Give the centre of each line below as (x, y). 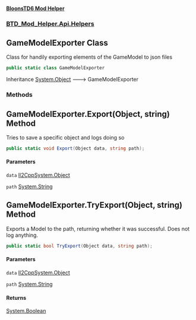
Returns (16, 297)
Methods (19, 95)
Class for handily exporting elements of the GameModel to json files (89, 57)
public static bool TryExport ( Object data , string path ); (79, 246)
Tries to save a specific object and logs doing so (65, 137)
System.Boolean (26, 311)
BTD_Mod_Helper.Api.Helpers (50, 24)
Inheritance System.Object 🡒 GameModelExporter (72, 80)
